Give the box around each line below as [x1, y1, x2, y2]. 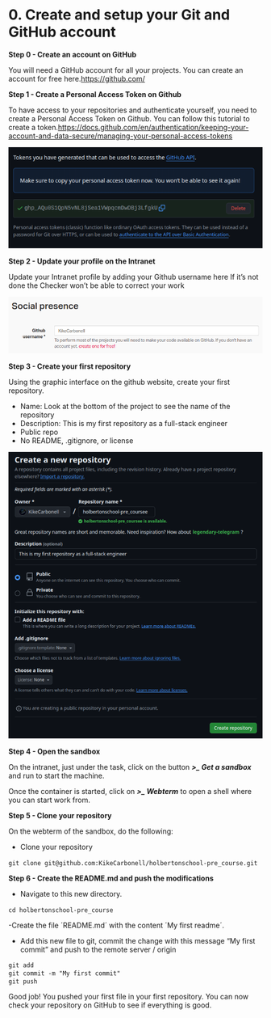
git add [8, 961, 35, 969]
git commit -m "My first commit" [8, 969, 121, 978]
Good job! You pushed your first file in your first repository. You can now [8, 992, 249, 1002]
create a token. [8, 122, 59, 132]
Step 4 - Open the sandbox [8, 746, 101, 757]
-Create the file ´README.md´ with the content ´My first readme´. [8, 920, 224, 931]
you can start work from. [8, 795, 90, 805]
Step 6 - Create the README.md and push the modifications [8, 873, 214, 883]
